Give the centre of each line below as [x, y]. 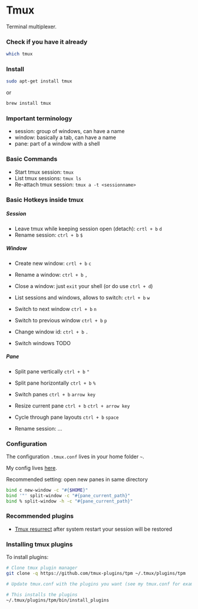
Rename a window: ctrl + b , [51, 274]
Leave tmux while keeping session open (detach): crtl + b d [88, 229]
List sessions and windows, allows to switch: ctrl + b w [82, 297]
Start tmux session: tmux [44, 172]
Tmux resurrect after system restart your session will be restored [93, 529]
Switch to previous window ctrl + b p [61, 320]
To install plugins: [27, 557]
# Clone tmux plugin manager [42, 568]
